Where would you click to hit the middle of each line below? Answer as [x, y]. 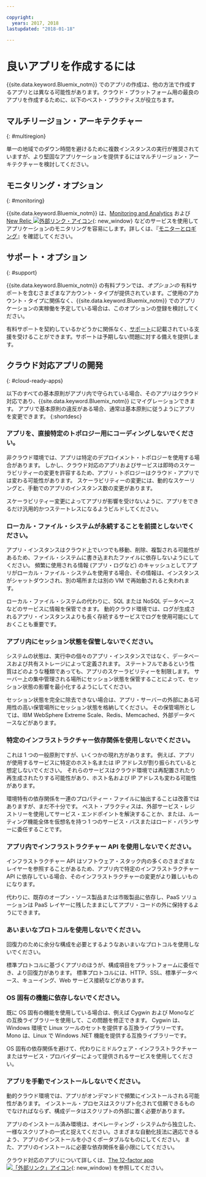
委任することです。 [41, 829]
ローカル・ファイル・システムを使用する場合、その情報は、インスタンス [108, 573]
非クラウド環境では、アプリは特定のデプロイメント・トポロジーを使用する [100, 457]
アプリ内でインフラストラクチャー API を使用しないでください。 [101, 846]
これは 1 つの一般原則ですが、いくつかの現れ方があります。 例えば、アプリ [101, 754]
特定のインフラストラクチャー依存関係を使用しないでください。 [100, 740]
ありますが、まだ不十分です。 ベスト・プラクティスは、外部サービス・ [95, 806]
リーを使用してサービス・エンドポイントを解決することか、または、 [103, 814]
